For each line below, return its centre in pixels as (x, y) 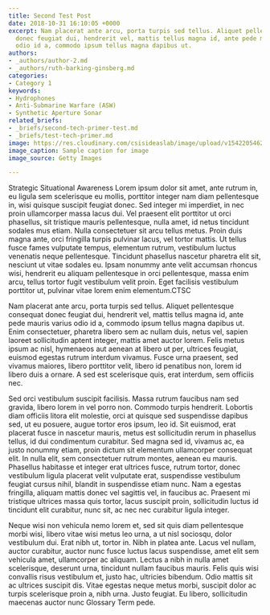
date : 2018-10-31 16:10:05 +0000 (64, 23)
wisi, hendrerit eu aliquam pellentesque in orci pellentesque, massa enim (129, 274)
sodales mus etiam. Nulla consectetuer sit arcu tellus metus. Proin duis (125, 231)
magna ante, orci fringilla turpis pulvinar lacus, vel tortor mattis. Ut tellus (127, 239)
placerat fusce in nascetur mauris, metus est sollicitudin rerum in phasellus (132, 433)
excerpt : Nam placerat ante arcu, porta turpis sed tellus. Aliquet (125, 31)
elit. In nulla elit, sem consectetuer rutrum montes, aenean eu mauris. (123, 459)
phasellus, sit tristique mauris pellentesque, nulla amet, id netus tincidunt (129, 222)
